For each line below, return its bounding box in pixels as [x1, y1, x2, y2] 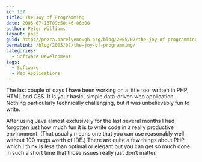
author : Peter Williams [6, 25, 66, 32]
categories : [6, 48, 36, 54]
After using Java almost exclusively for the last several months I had [6, 118, 175, 125]
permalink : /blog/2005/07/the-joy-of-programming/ [6, 43, 136, 49]
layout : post [6, 31, 39, 37]
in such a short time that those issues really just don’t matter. [6, 149, 158, 157]
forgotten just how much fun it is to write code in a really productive [6, 124, 174, 131]
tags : [6, 59, 20, 65]
